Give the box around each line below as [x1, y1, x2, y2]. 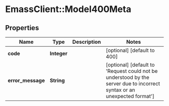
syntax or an [106, 86, 135, 93]
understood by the [106, 74, 149, 81]
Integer [49, 50, 68, 57]
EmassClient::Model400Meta [5, 4, 132, 15]
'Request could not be [106, 68, 158, 74]
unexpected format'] [106, 93, 155, 99]
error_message [8, 77, 45, 84]
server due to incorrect [106, 80, 160, 87]
